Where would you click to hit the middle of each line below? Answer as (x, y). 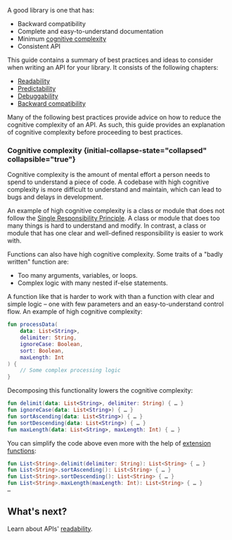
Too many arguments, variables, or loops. (78, 276)
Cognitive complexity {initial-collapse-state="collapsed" (107, 150)
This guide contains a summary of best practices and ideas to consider (110, 60)
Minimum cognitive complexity (62, 39)
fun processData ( (33, 325)
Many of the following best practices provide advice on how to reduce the (114, 117)
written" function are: (38, 262)
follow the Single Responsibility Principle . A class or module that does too (114, 219)
